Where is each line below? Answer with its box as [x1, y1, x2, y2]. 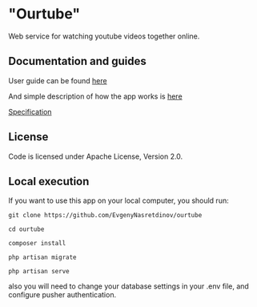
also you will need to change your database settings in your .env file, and [8, 281, 250, 291]
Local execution [8, 174, 90, 188]
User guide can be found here [8, 75, 107, 85]
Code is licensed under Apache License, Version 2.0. [8, 151, 183, 161]
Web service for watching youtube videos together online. [8, 31, 200, 41]
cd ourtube [8, 225, 45, 233]
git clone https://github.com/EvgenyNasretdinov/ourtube [8, 212, 203, 220]
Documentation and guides [8, 55, 147, 68]
